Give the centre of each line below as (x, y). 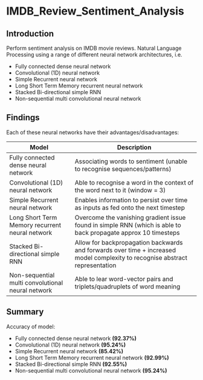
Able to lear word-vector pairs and (124, 279)
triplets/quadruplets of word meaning (127, 287)
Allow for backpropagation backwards (129, 242)
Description (134, 147)
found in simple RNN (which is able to (128, 225)
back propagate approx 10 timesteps (127, 232)
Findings (23, 117)
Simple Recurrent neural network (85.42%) (69, 351)
